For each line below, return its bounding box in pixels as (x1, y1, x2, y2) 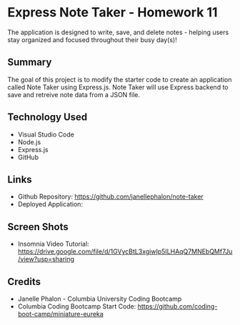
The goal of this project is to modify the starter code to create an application (7, 75, 232, 84)
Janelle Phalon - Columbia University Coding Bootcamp (17, 294, 182, 303)
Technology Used (7, 111, 88, 124)
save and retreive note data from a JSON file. (7, 90, 141, 99)
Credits (7, 276, 41, 288)
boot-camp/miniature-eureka (17, 310, 104, 318)
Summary (7, 56, 52, 69)
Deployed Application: (17, 200, 84, 209)
